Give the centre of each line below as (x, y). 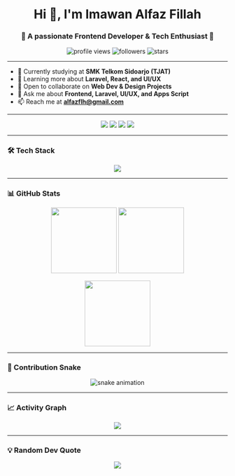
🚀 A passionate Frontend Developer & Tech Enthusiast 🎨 (117, 36)
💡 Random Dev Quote (44, 450)
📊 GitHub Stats (34, 193)
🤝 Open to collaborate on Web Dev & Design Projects (94, 86)
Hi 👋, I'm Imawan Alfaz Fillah (117, 14)
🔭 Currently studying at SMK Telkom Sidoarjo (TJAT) (94, 72)
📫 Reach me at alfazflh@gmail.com (71, 102)
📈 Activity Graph (37, 408)
